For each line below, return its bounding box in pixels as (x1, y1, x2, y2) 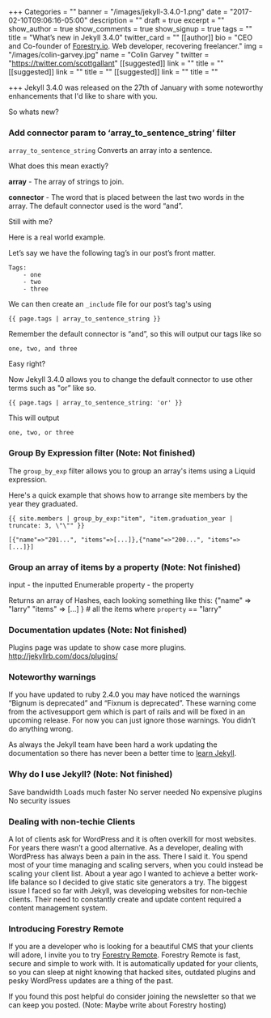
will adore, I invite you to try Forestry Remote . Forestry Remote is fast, (8, 950, 241, 960)
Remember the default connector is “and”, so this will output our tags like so (8, 329, 261, 339)
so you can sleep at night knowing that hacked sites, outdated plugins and (8, 967, 256, 978)
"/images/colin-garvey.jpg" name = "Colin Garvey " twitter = (8, 50, 210, 59)
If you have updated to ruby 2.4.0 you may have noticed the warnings (8, 689, 240, 699)
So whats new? (8, 107, 59, 117)
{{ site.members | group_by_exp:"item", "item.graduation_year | (8, 514, 233, 523)
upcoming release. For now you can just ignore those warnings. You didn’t (8, 715, 256, 725)
